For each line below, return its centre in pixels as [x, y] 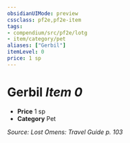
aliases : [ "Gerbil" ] [37, 45]
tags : [15, 26]
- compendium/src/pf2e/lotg [47, 33]
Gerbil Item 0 [45, 92]
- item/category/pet [37, 39]
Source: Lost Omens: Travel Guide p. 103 [65, 132]
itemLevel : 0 [26, 52]
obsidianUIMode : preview [43, 13]
